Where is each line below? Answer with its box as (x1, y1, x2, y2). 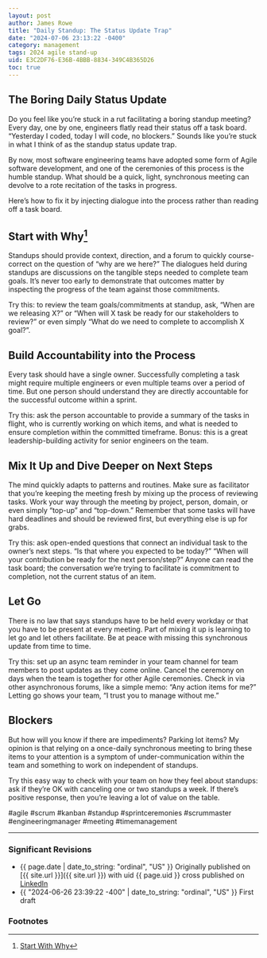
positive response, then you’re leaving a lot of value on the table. (8, 792, 220, 802)
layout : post (8, 11, 52, 20)
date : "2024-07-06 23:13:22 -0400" (8, 33, 126, 42)
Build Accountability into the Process (8, 348, 196, 362)
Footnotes (8, 915, 49, 926)
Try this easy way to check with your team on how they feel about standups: (8, 776, 258, 785)
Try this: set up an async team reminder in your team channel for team (8, 656, 238, 666)
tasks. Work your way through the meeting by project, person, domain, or (8, 497, 249, 506)
